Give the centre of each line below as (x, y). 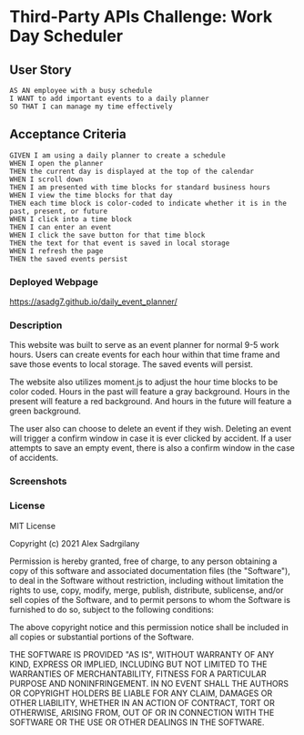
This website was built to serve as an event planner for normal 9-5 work (144, 345)
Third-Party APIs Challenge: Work (141, 17)
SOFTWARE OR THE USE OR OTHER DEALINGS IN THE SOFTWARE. (137, 722)
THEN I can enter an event (61, 227)
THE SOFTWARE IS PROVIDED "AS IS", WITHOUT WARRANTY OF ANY (142, 654)
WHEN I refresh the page (56, 251)
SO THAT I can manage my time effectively (91, 107)
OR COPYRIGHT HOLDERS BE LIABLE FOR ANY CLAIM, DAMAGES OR (141, 693)
